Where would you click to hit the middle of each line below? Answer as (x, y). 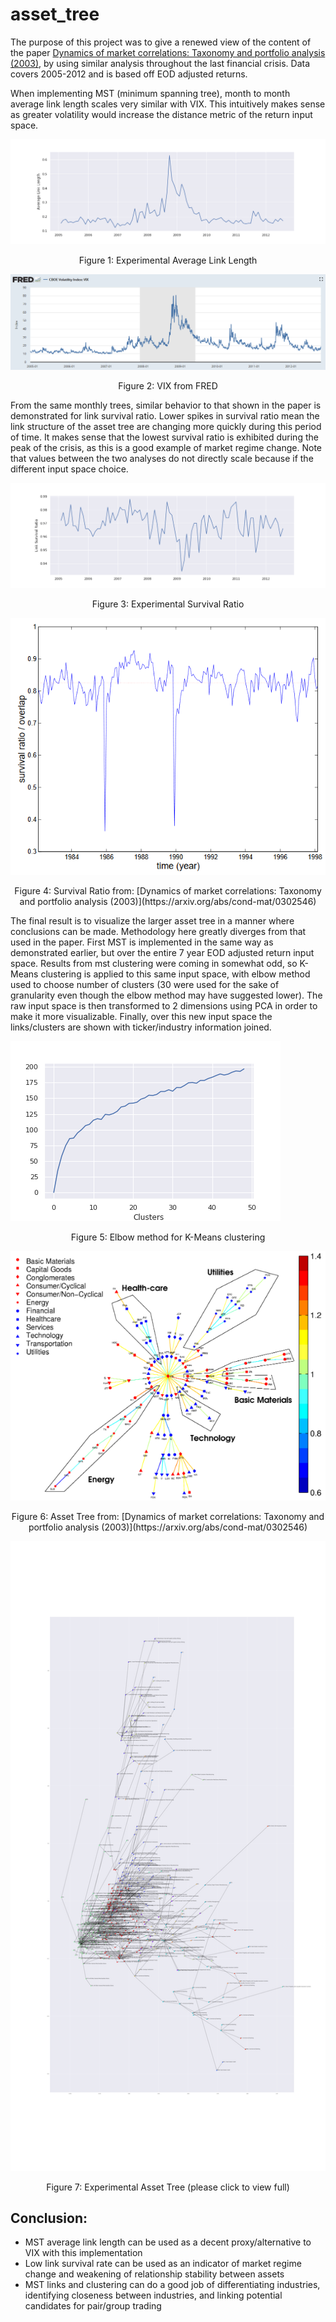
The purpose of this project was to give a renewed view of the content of (161, 42)
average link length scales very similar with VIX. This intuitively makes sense (168, 104)
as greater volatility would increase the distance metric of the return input (161, 114)
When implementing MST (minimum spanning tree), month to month (150, 93)
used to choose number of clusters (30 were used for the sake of (145, 985)
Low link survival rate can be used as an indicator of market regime (163, 2264)
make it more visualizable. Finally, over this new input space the (141, 1017)
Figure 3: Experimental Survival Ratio (168, 604)
